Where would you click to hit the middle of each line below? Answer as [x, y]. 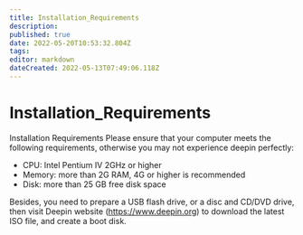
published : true [40, 34]
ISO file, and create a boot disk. [68, 221]
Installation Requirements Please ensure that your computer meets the [140, 137]
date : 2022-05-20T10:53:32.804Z [70, 43]
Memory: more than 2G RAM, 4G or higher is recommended [134, 174]
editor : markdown [42, 60]
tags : [19, 52]
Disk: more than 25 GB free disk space [94, 184]
